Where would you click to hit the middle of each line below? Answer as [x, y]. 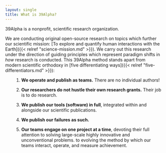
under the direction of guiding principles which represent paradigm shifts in [83, 54]
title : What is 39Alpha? [31, 14]
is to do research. [39, 95]
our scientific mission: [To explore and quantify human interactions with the [83, 43]
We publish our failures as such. [55, 119]
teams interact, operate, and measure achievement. [74, 145]
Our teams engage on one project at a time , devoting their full [85, 129]
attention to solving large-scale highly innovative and [76, 134]
